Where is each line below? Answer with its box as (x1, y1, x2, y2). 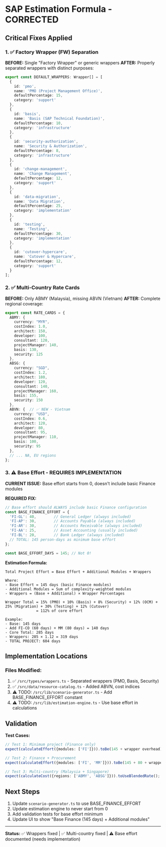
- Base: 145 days (5, 621, 41, 626)
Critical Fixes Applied (5, 34, 73, 42)
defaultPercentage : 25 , (14, 203, 63, 208)
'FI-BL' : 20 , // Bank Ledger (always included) (9, 533, 125, 538)
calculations (12, 705, 37, 711)
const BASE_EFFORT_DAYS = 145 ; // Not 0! (5, 550, 92, 555)
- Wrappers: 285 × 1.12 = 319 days (5, 634, 79, 639)
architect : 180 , (14, 375, 48, 380)
